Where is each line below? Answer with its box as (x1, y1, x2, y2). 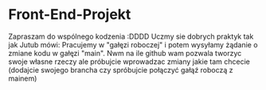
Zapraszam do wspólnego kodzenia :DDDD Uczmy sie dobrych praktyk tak (8, 32, 254, 41)
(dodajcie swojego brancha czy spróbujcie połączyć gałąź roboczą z (8, 65, 233, 74)
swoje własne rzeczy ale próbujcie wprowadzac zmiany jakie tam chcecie (8, 57, 251, 66)
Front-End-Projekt (8, 6, 131, 24)
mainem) (8, 73, 37, 83)
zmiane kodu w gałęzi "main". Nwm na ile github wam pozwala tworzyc (8, 48, 242, 58)
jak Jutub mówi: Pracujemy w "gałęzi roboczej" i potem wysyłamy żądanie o (8, 39, 258, 49)
